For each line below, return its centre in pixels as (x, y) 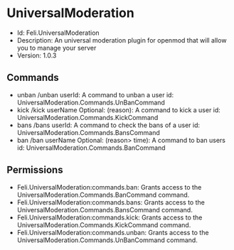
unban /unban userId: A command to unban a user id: (95, 94)
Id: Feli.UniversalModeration (58, 33)
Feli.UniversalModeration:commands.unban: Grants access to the (113, 232)
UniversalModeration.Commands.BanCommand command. (103, 195)
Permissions (35, 170)
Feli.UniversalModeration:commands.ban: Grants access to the (109, 187)
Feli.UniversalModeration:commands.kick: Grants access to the (110, 217)
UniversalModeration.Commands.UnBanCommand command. (107, 240)
